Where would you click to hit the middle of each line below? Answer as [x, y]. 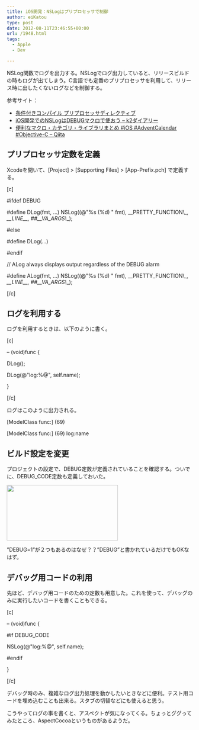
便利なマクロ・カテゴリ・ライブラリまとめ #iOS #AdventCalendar [96, 127]
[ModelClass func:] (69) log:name [48, 433]
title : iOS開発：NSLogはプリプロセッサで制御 [57, 12]
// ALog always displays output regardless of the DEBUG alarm [83, 264]
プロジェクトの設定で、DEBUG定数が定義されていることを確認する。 [91, 469]
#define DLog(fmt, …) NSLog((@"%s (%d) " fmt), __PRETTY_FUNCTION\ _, [98, 212]
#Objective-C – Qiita [40, 134]
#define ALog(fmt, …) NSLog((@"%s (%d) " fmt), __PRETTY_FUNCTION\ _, [98, 275]
